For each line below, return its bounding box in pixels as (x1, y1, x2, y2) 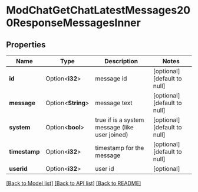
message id (95, 74, 127, 83)
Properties (6, 40, 46, 50)
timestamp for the (95, 144, 144, 152)
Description (104, 57, 138, 65)
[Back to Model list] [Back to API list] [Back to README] (6, 180, 141, 187)
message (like (95, 123, 134, 131)
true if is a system (95, 116, 144, 124)
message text (95, 99, 133, 107)
